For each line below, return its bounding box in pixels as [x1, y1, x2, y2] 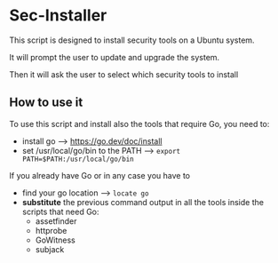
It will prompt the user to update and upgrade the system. [9, 52, 220, 62]
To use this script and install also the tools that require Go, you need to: [9, 118, 270, 129]
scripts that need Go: [21, 206, 99, 217]
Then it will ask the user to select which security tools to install [9, 68, 239, 80]
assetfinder [35, 215, 77, 227]
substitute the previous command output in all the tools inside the [21, 196, 265, 207]
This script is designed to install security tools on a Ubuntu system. [9, 35, 255, 45]
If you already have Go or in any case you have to [9, 170, 191, 180]
